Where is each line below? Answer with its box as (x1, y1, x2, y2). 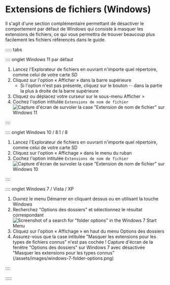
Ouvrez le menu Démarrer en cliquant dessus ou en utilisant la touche (12, 195, 159, 202)
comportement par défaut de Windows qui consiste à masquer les (5, 25, 144, 32)
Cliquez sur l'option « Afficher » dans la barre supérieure (12, 77, 132, 83)
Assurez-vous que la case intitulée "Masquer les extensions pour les (12, 233, 156, 240)
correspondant (12, 212, 44, 218)
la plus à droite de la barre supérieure (20, 88, 99, 94)
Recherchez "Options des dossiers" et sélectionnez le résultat (12, 206, 143, 212)
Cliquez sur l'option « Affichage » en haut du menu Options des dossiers (12, 228, 165, 234)
